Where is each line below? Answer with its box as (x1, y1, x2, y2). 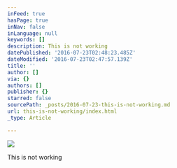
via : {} (7, 75, 30, 83)
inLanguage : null (7, 29, 58, 37)
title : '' (7, 62, 36, 69)
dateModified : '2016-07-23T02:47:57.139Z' (7, 56, 133, 63)
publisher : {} (7, 88, 49, 95)
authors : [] (7, 82, 42, 89)
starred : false (7, 95, 52, 102)
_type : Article (7, 114, 52, 121)
